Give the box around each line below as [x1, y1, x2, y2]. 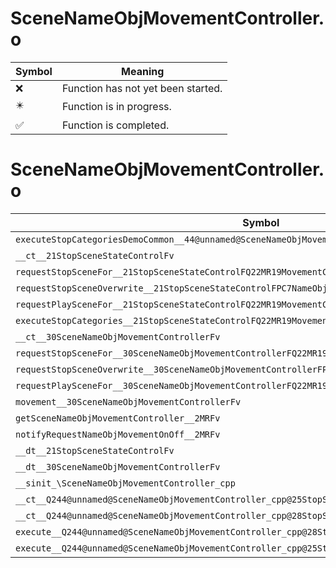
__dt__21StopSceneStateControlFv [15, 445, 175, 456]
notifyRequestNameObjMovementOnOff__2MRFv [15, 428, 221, 440]
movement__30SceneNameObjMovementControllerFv [15, 396, 242, 407]
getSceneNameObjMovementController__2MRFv [15, 412, 221, 424]
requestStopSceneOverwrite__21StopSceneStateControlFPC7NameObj [15, 282, 328, 294]
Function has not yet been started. [61, 81, 223, 95]
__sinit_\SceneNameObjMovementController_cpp [15, 477, 236, 489]
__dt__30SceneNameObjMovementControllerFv [15, 461, 221, 472]
